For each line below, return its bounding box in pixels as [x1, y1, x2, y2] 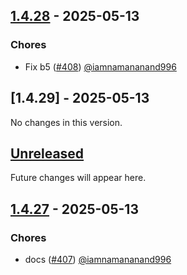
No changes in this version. [10, 116, 123, 128]
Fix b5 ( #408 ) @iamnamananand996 [24, 60, 177, 73]
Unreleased [10, 145, 85, 162]
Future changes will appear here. [10, 172, 147, 184]
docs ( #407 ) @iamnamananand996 [24, 254, 172, 265]
